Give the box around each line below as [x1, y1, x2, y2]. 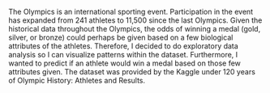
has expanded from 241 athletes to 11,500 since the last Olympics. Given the [8, 15, 263, 25]
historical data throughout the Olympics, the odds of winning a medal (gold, [8, 24, 261, 33]
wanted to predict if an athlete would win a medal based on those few [8, 58, 242, 68]
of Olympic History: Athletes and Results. [8, 76, 146, 85]
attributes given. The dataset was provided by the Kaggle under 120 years [8, 67, 255, 76]
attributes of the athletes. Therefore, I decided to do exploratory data [8, 41, 239, 51]
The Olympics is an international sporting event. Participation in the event [8, 7, 254, 16]
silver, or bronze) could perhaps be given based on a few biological [8, 32, 234, 42]
